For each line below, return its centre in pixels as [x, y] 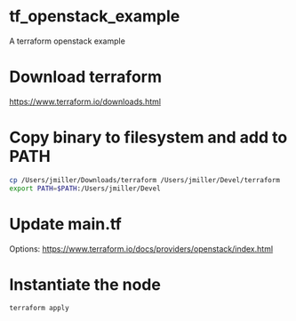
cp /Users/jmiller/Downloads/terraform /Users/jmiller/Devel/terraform [144, 180]
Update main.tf [66, 224]
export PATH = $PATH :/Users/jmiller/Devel [85, 189]
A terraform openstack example [68, 41]
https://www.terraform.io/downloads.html [85, 101]
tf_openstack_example [95, 16]
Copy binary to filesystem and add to [148, 137]
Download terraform [86, 77]
